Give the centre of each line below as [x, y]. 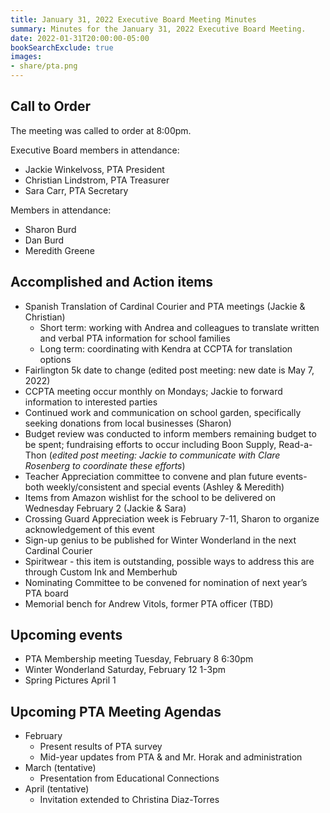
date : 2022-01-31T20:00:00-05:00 [80, 38]
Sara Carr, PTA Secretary [76, 190]
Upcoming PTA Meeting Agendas [116, 711]
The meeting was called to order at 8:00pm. [101, 130]
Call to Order [50, 106]
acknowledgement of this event [89, 529]
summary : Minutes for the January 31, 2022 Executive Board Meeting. [158, 29]
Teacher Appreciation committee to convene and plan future [149, 476]
